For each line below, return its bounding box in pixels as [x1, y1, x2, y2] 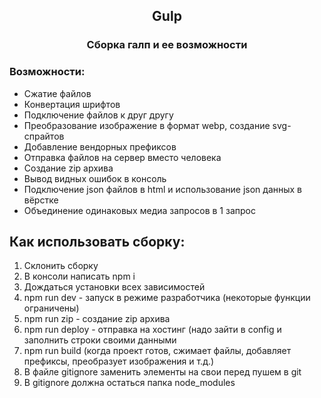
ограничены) [23, 302, 80, 314]
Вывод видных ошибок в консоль [23, 172, 167, 184]
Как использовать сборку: [9, 234, 186, 250]
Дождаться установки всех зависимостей [23, 281, 206, 293]
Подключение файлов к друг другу [23, 109, 174, 121]
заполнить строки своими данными [23, 334, 177, 346]
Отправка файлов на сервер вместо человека [23, 151, 222, 163]
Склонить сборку [23, 260, 99, 272]
